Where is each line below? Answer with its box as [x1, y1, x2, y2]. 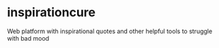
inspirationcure [7, 5, 96, 20]
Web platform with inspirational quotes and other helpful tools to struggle [7, 27, 213, 35]
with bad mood [7, 34, 50, 42]
